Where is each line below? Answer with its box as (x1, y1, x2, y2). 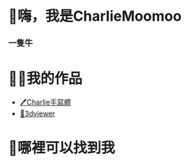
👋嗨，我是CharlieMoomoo (8, 7, 182, 25)
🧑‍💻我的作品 (8, 70, 83, 88)
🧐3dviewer (19, 109, 56, 119)
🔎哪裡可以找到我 (8, 139, 115, 157)
